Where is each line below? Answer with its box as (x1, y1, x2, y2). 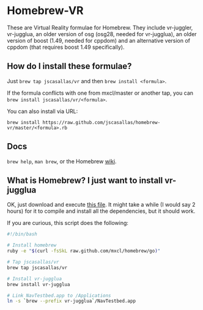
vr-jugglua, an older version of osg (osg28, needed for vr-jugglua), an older (7, 30, 197, 37)
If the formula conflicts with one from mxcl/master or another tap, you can (7, 89, 194, 97)
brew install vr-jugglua (7, 281, 70, 287)
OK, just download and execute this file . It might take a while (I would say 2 (7, 201, 196, 209)
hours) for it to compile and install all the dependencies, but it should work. (7, 207, 196, 215)
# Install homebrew (7, 242, 57, 248)
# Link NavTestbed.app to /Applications (7, 292, 112, 298)
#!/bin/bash (7, 231, 37, 237)
